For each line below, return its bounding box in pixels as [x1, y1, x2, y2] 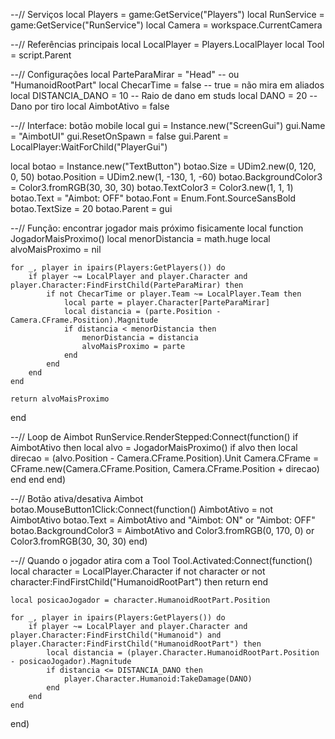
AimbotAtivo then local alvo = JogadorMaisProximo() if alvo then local [10, 442, 298, 453]
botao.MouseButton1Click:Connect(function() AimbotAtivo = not [10, 504, 273, 515]
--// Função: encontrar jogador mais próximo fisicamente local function [10, 222, 304, 234]
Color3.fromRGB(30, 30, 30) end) [10, 535, 148, 547]
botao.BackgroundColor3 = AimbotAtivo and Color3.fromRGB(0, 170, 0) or [10, 525, 315, 536]
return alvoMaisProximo [10, 394, 110, 404]
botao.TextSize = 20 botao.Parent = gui [10, 203, 173, 214]
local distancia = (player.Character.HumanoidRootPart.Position [46, 648, 320, 658]
